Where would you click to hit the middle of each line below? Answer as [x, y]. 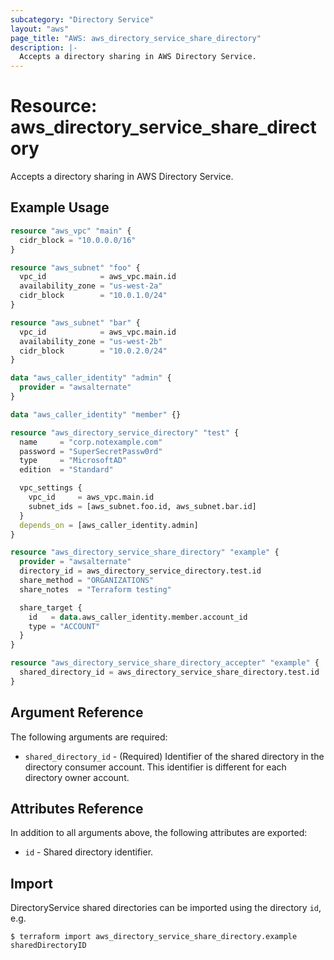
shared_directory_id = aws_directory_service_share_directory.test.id [169, 672]
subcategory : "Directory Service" [82, 19]
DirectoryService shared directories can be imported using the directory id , [166, 908]
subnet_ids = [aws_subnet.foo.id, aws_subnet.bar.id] [142, 506]
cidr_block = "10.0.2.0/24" [93, 351]
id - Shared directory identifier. [89, 852]
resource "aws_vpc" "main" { [71, 231]
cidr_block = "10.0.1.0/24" [93, 296]
